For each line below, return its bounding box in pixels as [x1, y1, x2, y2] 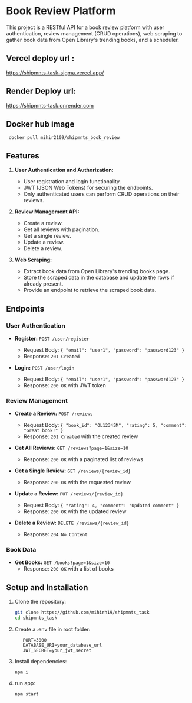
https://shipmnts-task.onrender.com [6, 102, 94, 109]
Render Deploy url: [6, 86, 77, 96]
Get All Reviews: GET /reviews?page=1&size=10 [14, 445, 128, 452]
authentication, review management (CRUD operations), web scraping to [6, 30, 183, 37]
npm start [14, 691, 39, 697]
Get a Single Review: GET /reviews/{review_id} [14, 467, 131, 474]
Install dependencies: [14, 658, 67, 665]
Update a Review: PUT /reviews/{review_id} [14, 490, 124, 497]
